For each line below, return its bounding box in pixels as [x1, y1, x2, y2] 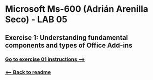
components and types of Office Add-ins [5, 41, 133, 50]
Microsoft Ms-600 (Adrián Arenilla [5, 3, 148, 15]
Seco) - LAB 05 [5, 14, 67, 25]
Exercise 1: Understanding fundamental [5, 33, 128, 42]
